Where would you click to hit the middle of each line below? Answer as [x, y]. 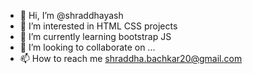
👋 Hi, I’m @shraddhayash [71, 15]
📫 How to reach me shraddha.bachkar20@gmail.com [131, 58]
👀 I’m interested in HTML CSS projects [98, 26]
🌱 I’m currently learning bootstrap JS [95, 36]
